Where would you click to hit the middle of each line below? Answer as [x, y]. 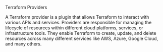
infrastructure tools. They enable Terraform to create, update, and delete [81, 33]
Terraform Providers [26, 7]
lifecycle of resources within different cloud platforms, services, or [74, 28]
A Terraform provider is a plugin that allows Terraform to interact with [77, 17]
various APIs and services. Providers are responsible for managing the [78, 22]
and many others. [23, 44]
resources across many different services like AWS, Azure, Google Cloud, [82, 38]
